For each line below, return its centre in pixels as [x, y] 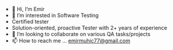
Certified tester [30, 21]
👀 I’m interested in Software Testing [55, 15]
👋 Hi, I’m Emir [28, 9]
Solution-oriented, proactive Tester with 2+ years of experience [89, 28]
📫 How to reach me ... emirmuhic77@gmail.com [71, 41]
